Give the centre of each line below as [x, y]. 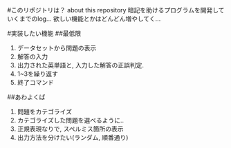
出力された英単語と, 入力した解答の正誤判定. [80, 65]
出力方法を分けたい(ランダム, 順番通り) [73, 137]
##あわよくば [26, 97]
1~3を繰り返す [38, 74]
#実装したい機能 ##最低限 [44, 33]
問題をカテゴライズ [45, 112]
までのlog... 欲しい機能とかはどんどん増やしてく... [90, 19]
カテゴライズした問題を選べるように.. [71, 120]
